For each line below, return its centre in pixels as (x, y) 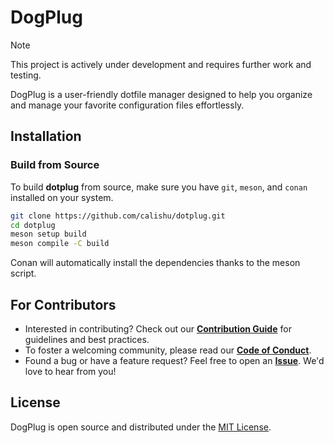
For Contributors (63, 304)
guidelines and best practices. (87, 339)
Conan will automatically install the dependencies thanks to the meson (155, 263)
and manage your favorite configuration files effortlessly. (127, 105)
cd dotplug (33, 225)
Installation (46, 136)
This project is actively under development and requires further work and (161, 64)
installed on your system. (62, 197)
